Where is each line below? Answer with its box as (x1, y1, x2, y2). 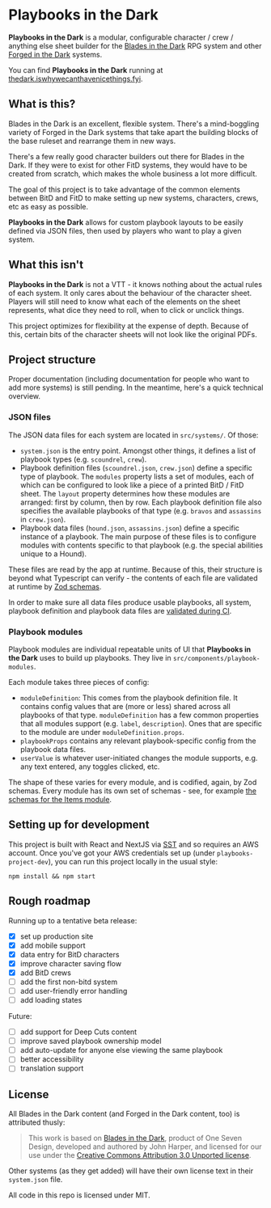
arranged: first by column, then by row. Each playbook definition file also (19, 497, 262, 507)
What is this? (8, 97, 76, 111)
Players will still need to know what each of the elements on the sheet (8, 297, 241, 306)
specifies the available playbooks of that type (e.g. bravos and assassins (19, 505, 262, 515)
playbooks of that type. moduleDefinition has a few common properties (19, 710, 260, 720)
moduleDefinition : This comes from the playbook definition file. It (19, 693, 238, 703)
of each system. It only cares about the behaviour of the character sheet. (8, 288, 252, 298)
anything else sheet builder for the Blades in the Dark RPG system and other (8, 40, 262, 50)
